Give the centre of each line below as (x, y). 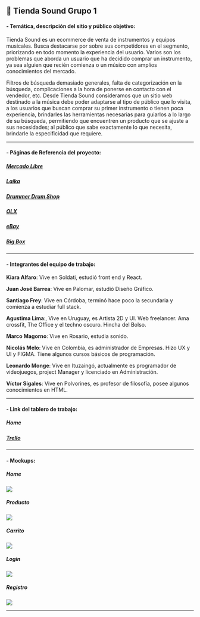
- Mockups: (21, 460)
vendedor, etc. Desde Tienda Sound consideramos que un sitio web (89, 95)
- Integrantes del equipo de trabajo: (51, 264)
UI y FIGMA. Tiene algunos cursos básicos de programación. (81, 354)
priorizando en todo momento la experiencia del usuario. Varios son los (93, 52)
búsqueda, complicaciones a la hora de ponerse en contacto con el (89, 89)
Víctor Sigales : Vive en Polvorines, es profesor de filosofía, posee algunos (98, 384)
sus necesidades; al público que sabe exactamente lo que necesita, (89, 127)
